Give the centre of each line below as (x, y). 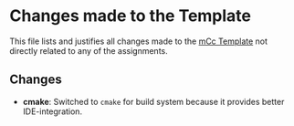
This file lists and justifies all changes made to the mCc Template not (138, 41)
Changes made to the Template (131, 16)
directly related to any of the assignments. (89, 50)
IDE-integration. (52, 111)
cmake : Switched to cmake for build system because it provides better (153, 101)
